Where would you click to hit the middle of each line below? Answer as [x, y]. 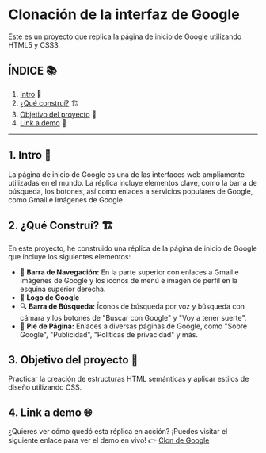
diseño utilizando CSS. [45, 387]
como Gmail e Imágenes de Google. [66, 199]
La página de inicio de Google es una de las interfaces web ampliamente [127, 174]
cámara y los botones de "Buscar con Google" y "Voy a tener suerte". [133, 318]
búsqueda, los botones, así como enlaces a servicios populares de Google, [131, 191]
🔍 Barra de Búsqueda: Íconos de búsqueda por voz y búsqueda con [132, 306]
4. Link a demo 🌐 [50, 412]
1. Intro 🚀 [30, 155]
